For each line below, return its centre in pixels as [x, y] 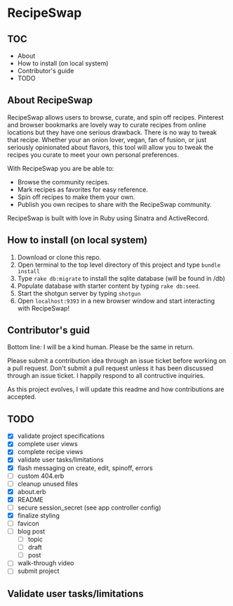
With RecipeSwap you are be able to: [61, 168]
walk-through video [46, 563]
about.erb [32, 491]
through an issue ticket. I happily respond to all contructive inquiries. [106, 376]
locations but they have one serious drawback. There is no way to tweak [112, 132]
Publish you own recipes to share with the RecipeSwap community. [114, 204]
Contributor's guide [46, 71]
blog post [31, 531]
